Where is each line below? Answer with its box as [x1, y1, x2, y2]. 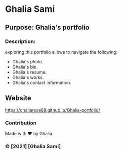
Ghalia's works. [12, 74, 44, 80]
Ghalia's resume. [12, 69, 47, 75]
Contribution [5, 119, 37, 126]
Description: [5, 38, 36, 45]
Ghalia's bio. [12, 64, 38, 70]
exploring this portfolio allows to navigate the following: [5, 49, 118, 55]
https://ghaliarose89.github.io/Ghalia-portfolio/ [5, 107, 100, 113]
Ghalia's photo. [12, 58, 43, 65]
